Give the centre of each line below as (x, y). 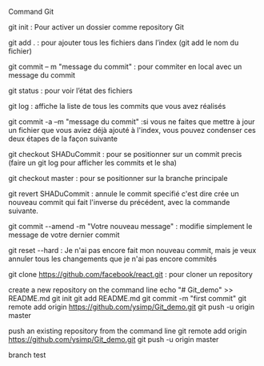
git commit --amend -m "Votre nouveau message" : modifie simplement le (130, 226)
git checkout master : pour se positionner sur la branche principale (118, 178)
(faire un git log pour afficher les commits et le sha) (93, 163)
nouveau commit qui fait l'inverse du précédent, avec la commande (119, 202)
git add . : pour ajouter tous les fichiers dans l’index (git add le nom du (124, 42)
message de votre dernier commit (64, 235)
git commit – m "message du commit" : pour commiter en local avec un (125, 66)
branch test (27, 355)
